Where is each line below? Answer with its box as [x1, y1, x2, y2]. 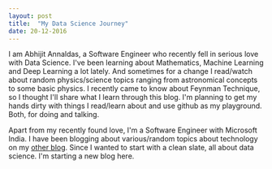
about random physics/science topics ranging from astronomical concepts [8, 75, 258, 85]
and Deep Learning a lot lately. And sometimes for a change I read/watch [8, 67, 253, 76]
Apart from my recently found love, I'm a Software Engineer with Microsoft [8, 125, 257, 135]
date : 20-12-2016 [8, 27, 67, 35]
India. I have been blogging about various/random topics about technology [8, 134, 258, 144]
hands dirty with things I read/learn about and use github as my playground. [8, 101, 262, 110]
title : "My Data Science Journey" [8, 19, 129, 28]
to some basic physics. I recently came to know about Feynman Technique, [8, 84, 261, 93]
